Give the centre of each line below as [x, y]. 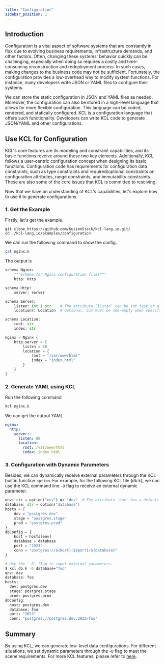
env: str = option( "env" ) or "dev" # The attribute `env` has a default [82, 500]
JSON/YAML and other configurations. [44, 123]
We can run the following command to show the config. [61, 243]
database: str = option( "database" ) [42, 505]
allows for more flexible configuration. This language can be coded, [73, 108]
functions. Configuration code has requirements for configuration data [76, 166]
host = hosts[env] [33, 537]
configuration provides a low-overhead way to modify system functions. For [82, 77]
